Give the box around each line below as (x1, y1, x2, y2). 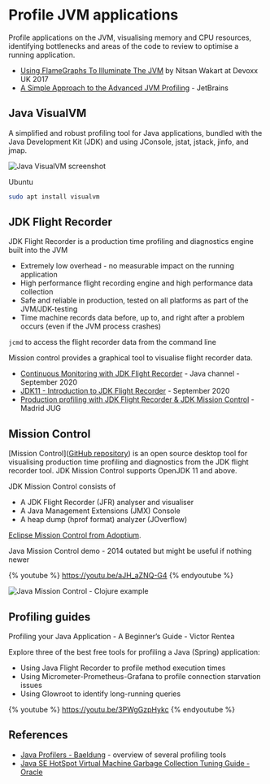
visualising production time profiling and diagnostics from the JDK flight (8, 457, 250, 467)
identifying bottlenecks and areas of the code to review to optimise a (8, 41, 239, 50)
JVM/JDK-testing (20, 304, 78, 314)
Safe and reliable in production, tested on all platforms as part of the (20, 295, 250, 306)
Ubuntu (8, 176, 34, 186)
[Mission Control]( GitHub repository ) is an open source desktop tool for (8, 449, 248, 459)
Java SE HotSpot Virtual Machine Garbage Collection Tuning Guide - (20, 758, 250, 768)
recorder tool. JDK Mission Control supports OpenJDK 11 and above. (8, 466, 237, 476)
